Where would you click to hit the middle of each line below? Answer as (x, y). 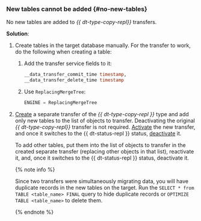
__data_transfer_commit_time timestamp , (75, 75)
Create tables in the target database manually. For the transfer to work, (103, 45)
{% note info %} (35, 169)
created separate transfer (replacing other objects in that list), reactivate (104, 151)
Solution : (18, 34)
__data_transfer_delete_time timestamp (74, 80)
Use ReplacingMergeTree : (55, 92)
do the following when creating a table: (63, 52)
